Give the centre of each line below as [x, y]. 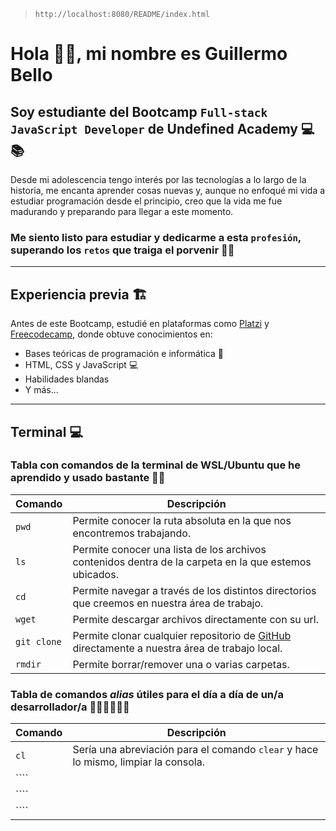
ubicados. [95, 574]
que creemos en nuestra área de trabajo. [168, 603]
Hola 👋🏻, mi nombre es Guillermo [149, 54]
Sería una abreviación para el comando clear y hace [195, 750]
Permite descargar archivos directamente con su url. [195, 619]
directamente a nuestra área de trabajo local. [177, 648]
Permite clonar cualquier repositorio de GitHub [182, 635]
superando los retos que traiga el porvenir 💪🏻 [122, 250]
